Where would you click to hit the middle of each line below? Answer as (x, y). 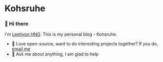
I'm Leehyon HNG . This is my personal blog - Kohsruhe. (61, 34)
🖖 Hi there (17, 24)
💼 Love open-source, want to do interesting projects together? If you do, (85, 44)
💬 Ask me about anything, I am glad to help (55, 54)
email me (21, 49)
